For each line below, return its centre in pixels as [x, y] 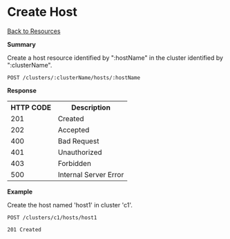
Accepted [74, 129]
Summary [21, 44]
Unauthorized [80, 152]
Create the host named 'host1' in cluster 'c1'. [70, 205]
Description [91, 107]
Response [22, 90]
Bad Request [78, 141]
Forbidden [75, 163]
